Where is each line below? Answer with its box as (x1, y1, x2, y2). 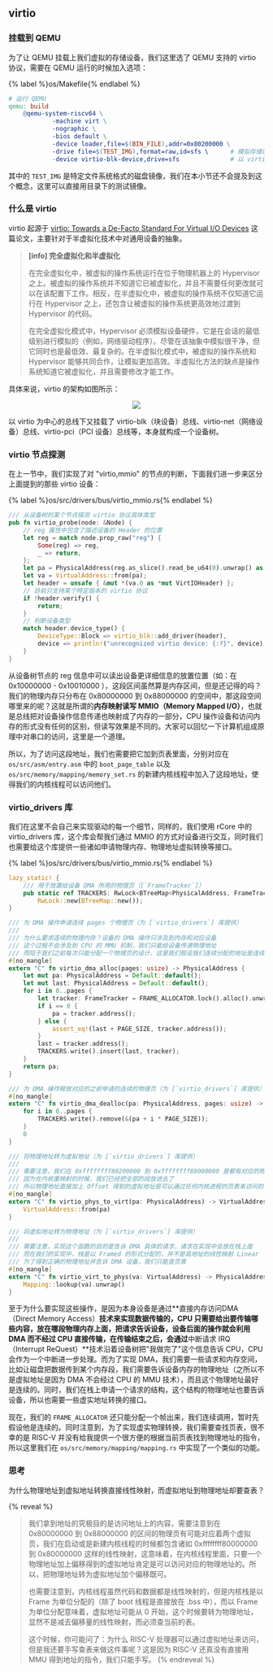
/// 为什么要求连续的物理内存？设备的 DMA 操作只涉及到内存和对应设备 (8, 934, 217, 943)
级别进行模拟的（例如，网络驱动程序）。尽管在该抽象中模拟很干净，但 (28, 336, 260, 346)
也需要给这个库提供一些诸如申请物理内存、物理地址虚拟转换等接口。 (8, 842, 236, 851)
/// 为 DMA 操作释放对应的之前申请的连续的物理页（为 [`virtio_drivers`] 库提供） (8, 1085, 266, 1093)
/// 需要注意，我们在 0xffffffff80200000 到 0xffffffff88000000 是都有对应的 (8, 1167, 260, 1176)
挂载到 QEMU (8, 33, 61, 44)
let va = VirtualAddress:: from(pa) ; (23, 572, 148, 580)
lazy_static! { (8, 873, 60, 882)
